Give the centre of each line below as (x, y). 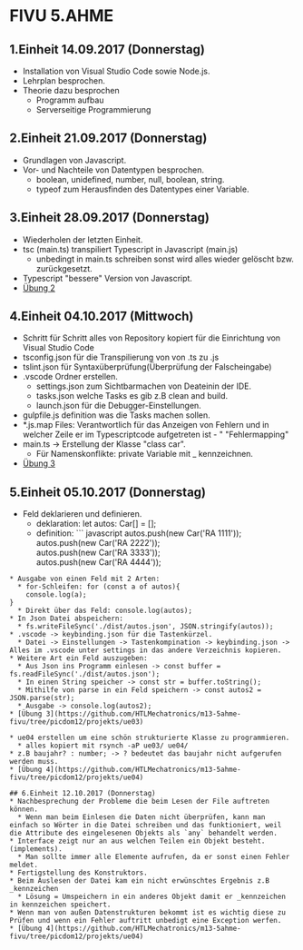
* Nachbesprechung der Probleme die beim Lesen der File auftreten (140, 802)
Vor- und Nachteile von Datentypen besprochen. (113, 170)
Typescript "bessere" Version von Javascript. (108, 278)
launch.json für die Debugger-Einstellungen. (118, 406)
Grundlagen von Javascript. (74, 160)
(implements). (36, 849)
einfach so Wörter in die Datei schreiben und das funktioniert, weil (146, 826)
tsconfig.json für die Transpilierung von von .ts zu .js (121, 357)
